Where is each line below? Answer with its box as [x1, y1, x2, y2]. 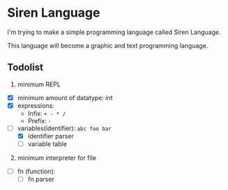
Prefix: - [27, 116, 52, 125]
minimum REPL [17, 80, 61, 88]
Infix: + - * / [27, 109, 66, 118]
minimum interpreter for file [17, 154, 96, 162]
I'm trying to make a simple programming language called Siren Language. [7, 28, 221, 36]
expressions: [17, 101, 54, 109]
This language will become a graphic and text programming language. [7, 41, 208, 49]
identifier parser [27, 132, 75, 140]
